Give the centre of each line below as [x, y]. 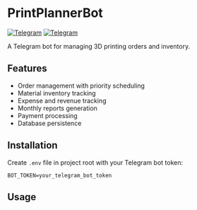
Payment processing [47, 115]
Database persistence [49, 123]
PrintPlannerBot [55, 13]
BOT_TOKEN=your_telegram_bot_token [60, 175]
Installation [32, 145]
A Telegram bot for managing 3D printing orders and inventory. [99, 46]
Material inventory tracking [57, 93]
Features [27, 69]
